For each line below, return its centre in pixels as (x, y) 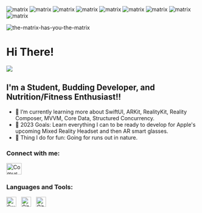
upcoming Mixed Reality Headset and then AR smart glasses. (92, 131)
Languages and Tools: (40, 187)
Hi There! (30, 52)
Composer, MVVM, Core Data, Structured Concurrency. (85, 118)
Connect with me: (33, 153)
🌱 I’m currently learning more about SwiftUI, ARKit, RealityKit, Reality (101, 112)
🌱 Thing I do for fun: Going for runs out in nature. (76, 137)
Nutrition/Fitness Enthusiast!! (64, 97)
